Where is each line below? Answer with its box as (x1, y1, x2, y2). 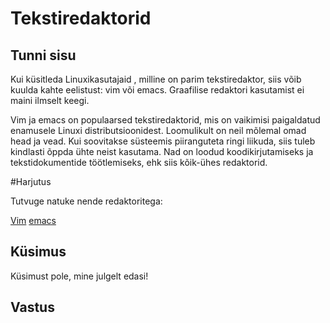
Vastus (10, 299, 55, 316)
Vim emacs (10, 215, 57, 226)
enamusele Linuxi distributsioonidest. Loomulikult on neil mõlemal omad (10, 125, 307, 136)
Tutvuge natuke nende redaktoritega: (10, 195, 163, 207)
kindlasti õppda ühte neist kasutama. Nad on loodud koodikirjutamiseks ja (10, 146, 314, 157)
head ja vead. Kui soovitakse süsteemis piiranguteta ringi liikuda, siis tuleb (10, 135, 316, 147)
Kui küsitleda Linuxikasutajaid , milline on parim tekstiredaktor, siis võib (10, 73, 302, 85)
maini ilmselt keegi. (10, 95, 90, 106)
